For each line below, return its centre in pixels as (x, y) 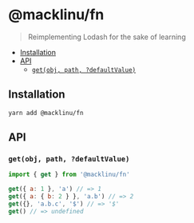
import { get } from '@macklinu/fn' (69, 175)
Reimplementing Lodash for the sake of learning (107, 37)
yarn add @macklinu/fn (46, 113)
